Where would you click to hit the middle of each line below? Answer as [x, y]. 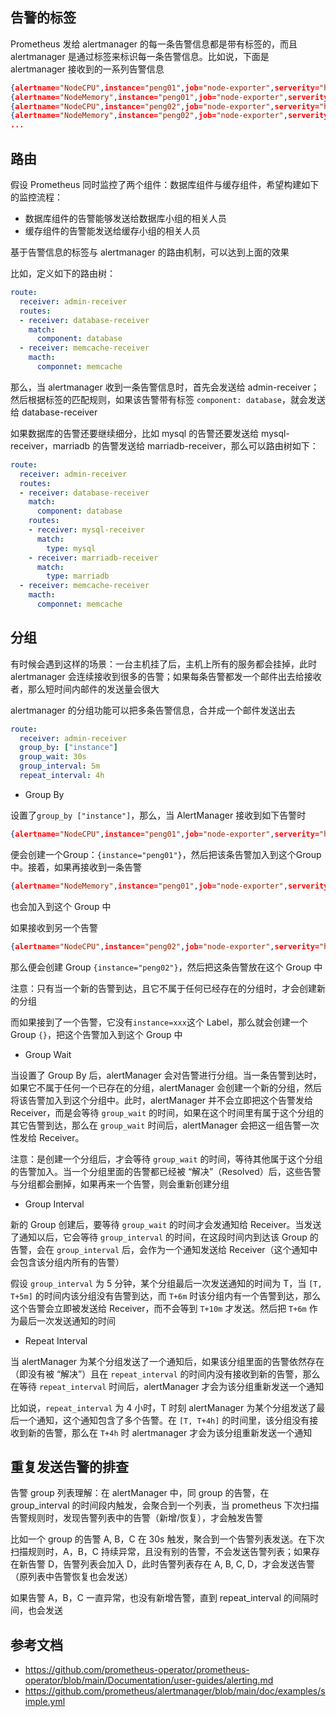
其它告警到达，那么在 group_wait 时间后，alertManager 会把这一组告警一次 [165, 1125]
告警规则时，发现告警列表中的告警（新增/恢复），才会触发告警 [137, 1518]
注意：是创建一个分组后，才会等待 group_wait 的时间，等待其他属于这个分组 [166, 1159]
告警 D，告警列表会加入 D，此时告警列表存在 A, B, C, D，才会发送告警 [171, 1564]
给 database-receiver [54, 412]
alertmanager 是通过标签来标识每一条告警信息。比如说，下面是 [140, 56]
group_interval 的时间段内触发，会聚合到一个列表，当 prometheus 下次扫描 [165, 1505]
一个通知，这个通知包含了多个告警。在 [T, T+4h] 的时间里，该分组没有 [164, 1420]
